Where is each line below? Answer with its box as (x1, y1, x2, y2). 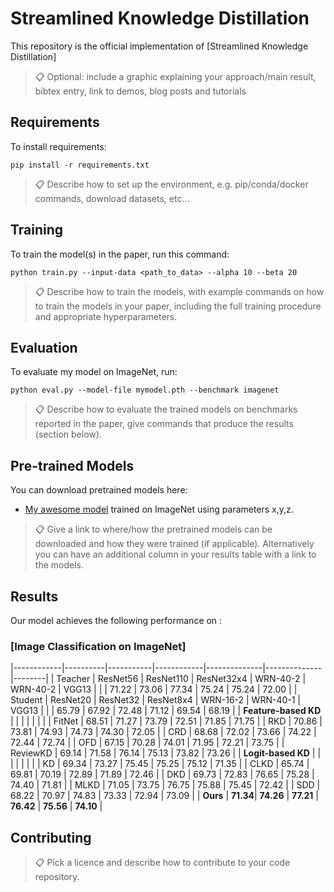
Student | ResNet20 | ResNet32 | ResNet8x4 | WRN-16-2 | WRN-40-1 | (10, 694, 301, 706)
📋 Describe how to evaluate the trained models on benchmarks (34, 403, 298, 416)
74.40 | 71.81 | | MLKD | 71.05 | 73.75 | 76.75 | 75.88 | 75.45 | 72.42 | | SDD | (10, 779, 321, 791)
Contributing (10, 829, 92, 846)
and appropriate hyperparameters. (34, 310, 178, 322)
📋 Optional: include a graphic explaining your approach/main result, (34, 70, 317, 82)
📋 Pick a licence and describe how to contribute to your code (34, 857, 291, 869)
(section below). (34, 428, 102, 441)
